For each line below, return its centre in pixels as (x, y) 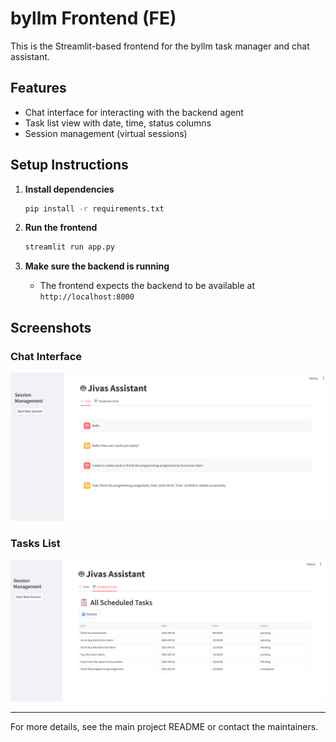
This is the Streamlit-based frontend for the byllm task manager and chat (160, 46)
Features (38, 88)
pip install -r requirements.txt (94, 208)
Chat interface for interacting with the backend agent (134, 112)
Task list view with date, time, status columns (118, 123)
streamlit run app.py (69, 247)
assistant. (30, 56)
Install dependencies (69, 189)
